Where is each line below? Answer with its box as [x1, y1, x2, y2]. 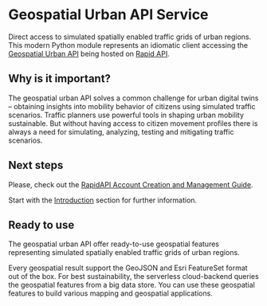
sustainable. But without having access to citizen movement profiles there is [8, 118, 258, 128]
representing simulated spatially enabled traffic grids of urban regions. [8, 248, 241, 257]
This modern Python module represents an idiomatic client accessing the [8, 40, 249, 49]
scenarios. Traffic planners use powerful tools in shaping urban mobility [8, 110, 245, 120]
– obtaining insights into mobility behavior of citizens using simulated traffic [8, 101, 256, 111]
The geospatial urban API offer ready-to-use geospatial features [8, 239, 219, 249]
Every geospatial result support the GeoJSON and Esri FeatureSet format [8, 263, 249, 273]
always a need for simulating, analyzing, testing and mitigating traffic [8, 127, 234, 136]
